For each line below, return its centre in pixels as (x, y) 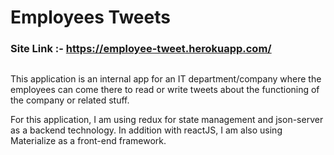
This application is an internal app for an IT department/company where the (166, 78)
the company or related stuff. (70, 100)
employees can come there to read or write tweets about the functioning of (165, 89)
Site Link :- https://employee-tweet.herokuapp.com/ (141, 49)
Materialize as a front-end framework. (88, 140)
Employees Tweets (90, 17)
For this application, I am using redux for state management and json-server (167, 119)
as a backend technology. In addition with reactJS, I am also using (146, 130)
